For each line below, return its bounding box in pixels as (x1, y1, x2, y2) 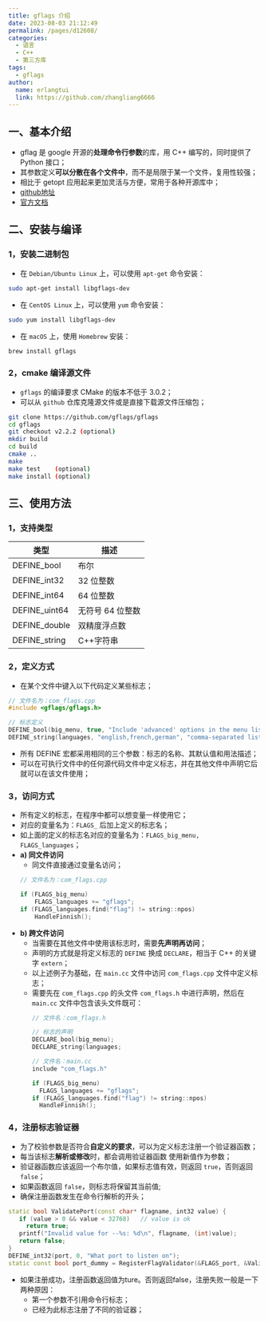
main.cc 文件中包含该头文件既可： (31, 998, 144, 1008)
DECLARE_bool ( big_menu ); (31, 1036, 115, 1044)
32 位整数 (77, 575, 115, 586)
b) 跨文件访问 (19, 928, 65, 937)
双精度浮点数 (77, 620, 126, 631)
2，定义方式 (8, 661, 55, 673)
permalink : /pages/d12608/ (8, 26, 98, 34)
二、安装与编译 (8, 223, 82, 236)
